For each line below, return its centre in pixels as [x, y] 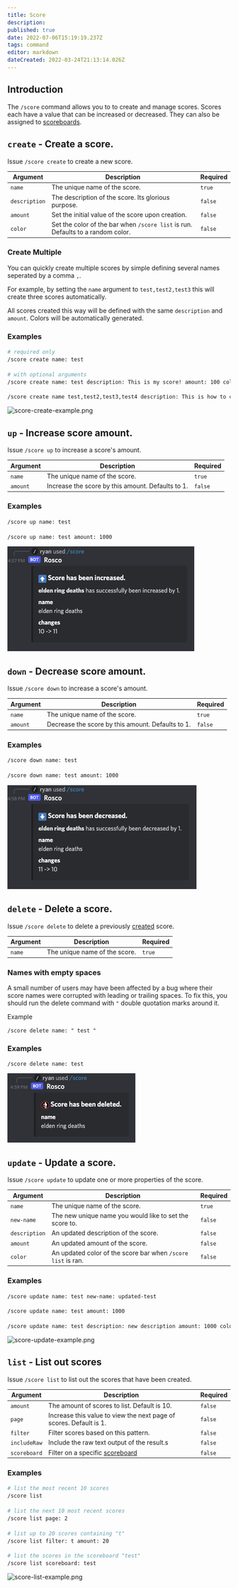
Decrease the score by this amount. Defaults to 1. [119, 724]
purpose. [64, 205]
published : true [31, 30]
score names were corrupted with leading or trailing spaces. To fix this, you [118, 996]
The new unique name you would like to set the [120, 1216]
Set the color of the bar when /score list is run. [122, 224]
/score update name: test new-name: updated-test [82, 1296]
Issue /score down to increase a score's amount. [78, 688]
